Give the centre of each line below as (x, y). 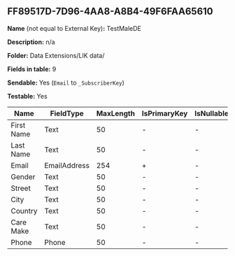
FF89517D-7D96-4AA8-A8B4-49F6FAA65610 (110, 12)
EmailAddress (67, 165)
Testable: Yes (27, 96)
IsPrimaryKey (165, 113)
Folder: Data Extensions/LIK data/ (56, 55)
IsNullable (212, 113)
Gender (23, 176)
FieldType (67, 113)
